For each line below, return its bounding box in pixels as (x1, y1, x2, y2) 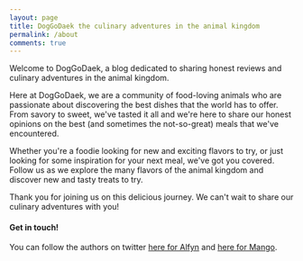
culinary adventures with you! (9, 202, 120, 212)
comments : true (9, 38, 67, 48)
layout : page (9, 13, 59, 22)
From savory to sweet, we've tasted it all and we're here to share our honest (9, 109, 291, 120)
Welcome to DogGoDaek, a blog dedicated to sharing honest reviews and (9, 63, 282, 74)
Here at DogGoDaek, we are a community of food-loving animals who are (9, 90, 282, 101)
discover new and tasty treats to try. (9, 175, 143, 185)
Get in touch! (9, 221, 60, 232)
